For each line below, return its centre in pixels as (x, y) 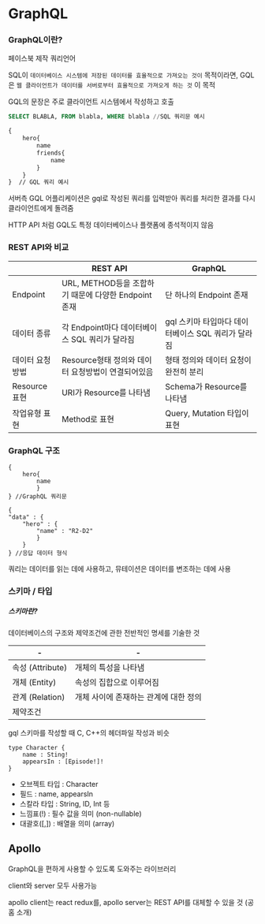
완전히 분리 (185, 371)
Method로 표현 (88, 419)
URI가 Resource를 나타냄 (106, 393)
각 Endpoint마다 (90, 327)
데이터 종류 (32, 333)
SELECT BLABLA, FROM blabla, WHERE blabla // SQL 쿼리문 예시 (106, 117)
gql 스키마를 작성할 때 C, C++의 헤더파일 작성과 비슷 (89, 732)
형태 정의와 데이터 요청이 (209, 360)
